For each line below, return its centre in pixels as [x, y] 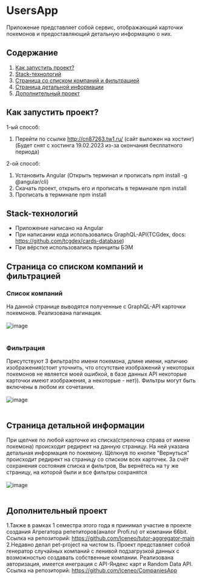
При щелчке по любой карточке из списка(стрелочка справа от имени [98, 440]
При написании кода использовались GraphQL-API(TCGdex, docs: [100, 235]
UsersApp [32, 11]
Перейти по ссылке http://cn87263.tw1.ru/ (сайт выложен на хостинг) [105, 139]
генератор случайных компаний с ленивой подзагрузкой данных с [93, 551]
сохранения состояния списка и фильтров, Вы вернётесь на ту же [93, 466]
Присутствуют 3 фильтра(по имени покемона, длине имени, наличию [97, 361]
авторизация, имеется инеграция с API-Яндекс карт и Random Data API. [99, 564]
